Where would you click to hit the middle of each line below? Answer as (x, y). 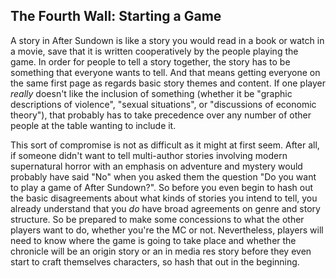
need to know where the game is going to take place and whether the (153, 240)
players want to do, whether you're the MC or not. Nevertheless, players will (167, 230)
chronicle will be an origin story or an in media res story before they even (161, 251)
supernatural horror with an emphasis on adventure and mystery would (156, 166)
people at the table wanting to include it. (93, 125)
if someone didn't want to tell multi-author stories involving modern (149, 155)
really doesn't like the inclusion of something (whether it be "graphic (151, 93)
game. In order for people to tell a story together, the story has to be (150, 61)
